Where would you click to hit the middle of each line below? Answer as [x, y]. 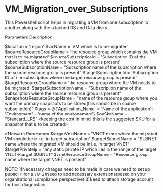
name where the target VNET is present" [46, 159]
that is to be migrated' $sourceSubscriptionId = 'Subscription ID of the [75, 57]
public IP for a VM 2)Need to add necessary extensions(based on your [76, 174]
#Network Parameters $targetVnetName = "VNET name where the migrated [81, 134]
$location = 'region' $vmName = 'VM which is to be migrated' [67, 46]
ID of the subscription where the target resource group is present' [71, 77]
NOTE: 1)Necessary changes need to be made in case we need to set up [78, 169]
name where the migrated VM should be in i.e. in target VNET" [67, 144]
